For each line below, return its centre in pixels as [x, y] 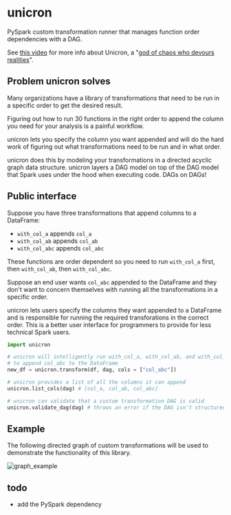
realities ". [20, 59]
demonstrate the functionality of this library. [69, 453]
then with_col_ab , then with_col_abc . [59, 269]
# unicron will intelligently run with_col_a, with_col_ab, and [101, 357]
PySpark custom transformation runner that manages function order [103, 32]
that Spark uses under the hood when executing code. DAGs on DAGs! [107, 174]
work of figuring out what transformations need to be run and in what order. [114, 147]
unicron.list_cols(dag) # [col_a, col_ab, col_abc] [82, 388]
